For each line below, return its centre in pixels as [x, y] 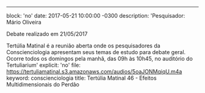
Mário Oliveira [24, 22]
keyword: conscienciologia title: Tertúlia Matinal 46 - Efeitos [81, 78]
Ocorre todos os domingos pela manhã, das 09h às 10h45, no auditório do [100, 59]
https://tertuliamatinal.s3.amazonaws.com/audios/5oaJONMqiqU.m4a [94, 71]
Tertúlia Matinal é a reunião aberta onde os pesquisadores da [83, 46]
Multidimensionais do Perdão [43, 84]
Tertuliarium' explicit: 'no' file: [44, 65]
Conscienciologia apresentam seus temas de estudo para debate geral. [96, 52]
